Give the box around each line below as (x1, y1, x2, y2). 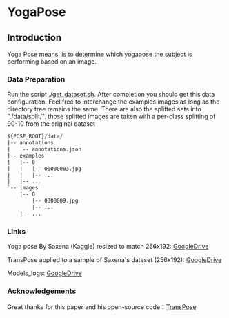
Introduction (7, 32, 62, 44)
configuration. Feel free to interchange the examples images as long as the (7, 97, 220, 106)
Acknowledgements (7, 286, 77, 296)
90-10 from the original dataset (7, 120, 95, 128)
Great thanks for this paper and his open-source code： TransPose (7, 303, 197, 311)
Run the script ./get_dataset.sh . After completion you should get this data (7, 91, 215, 99)
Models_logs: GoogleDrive (7, 269, 83, 277)
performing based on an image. (7, 57, 97, 66)
